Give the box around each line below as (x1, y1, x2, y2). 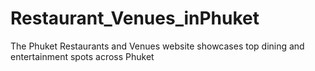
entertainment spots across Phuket (10, 50, 155, 62)
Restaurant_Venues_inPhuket (10, 7, 260, 30)
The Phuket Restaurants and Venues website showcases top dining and (10, 40, 305, 52)
